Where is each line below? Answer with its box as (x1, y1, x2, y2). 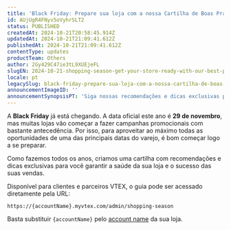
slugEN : (7, 67, 30, 74)
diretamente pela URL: (7, 189, 71, 198)
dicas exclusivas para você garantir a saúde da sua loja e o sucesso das (7, 162, 212, 170)
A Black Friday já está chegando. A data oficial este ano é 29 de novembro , (7, 112, 222, 120)
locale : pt (7, 73, 38, 81)
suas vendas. (7, 169, 45, 177)
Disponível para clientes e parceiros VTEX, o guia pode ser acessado (7, 183, 203, 190)
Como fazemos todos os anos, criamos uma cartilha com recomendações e (7, 154, 221, 162)
